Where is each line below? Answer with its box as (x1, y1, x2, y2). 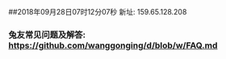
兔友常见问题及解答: (8, 29, 86, 40)
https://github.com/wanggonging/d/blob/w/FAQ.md (8, 40, 218, 51)
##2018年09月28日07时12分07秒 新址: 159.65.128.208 (8, 7, 187, 16)
